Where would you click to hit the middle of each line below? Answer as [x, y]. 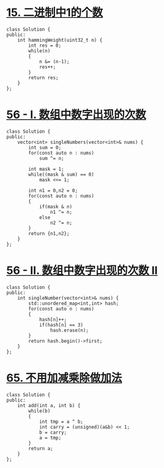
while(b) [39, 411]
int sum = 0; [45, 147]
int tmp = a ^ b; [61, 421]
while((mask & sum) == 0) [61, 174]
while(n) [39, 51]
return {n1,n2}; [49, 233]
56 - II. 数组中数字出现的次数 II [82, 271]
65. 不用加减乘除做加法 [64, 378]
